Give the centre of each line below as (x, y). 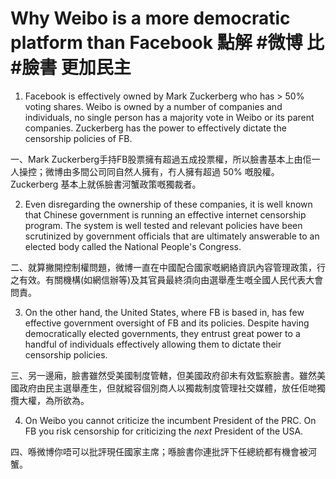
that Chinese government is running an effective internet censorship (165, 214)
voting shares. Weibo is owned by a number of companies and (153, 106)
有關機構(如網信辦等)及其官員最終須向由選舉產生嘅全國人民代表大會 (184, 279)
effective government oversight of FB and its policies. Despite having (167, 323)
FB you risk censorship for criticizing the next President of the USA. (164, 431)
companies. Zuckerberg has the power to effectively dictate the (155, 128)
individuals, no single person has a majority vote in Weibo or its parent (169, 117)
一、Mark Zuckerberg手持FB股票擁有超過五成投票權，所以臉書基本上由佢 (161, 159)
